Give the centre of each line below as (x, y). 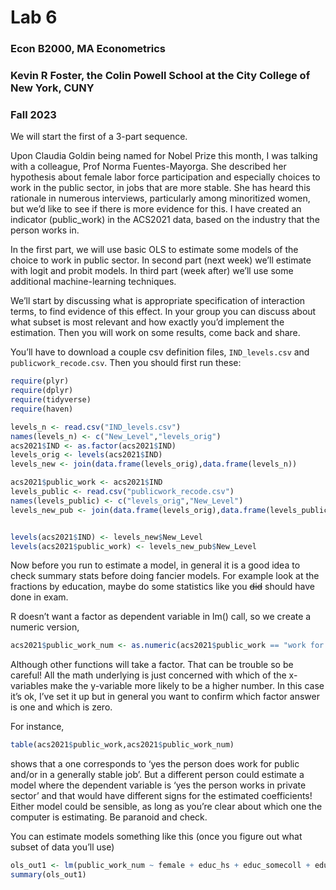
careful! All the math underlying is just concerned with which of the (148, 675)
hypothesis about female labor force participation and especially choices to (165, 177)
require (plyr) (40, 381)
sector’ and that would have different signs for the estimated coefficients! (161, 796)
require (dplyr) (42, 391)
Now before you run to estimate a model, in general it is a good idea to (155, 565)
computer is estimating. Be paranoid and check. (109, 817)
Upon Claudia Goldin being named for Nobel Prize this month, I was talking (164, 156)
